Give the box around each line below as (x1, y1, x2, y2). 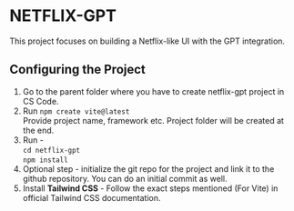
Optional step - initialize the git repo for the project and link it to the (22, 163, 275, 174)
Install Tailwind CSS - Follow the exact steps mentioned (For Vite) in (22, 183, 279, 194)
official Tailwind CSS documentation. (22, 192, 161, 203)
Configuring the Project (9, 62, 146, 77)
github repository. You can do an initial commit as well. (22, 173, 228, 184)
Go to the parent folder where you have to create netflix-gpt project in (22, 85, 285, 96)
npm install (22, 156, 68, 165)
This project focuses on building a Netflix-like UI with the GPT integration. (9, 35, 285, 46)
